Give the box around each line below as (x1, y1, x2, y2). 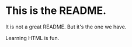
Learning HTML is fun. (5, 34, 60, 41)
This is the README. (5, 4, 106, 17)
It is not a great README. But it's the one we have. (5, 23, 127, 30)
